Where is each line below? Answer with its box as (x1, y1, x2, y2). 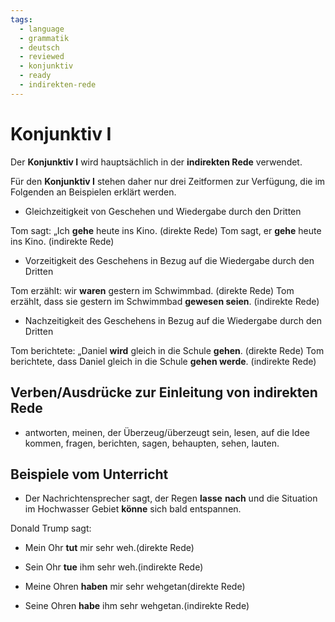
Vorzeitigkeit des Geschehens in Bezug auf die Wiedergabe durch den (24, 254, 315, 266)
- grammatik (19, 33, 70, 43)
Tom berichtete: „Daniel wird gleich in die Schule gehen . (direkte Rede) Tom (10, 344, 325, 356)
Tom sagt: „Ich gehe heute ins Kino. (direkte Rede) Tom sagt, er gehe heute (10, 224, 322, 236)
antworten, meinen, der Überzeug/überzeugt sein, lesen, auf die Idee (24, 426, 310, 438)
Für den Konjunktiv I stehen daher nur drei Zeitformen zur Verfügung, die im (10, 175, 326, 187)
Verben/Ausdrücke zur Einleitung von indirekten (10, 384, 318, 401)
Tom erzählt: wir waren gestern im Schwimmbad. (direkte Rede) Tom (10, 284, 295, 296)
